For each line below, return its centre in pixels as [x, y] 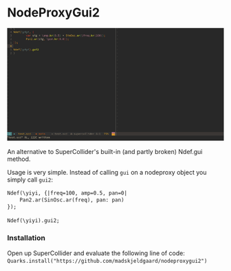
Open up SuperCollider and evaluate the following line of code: [96, 253]
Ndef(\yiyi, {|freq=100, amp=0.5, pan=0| [67, 193]
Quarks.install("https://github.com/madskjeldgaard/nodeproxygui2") [107, 261]
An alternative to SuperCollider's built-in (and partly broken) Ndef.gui [105, 152]
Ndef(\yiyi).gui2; [33, 221]
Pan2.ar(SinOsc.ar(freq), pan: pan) [72, 200]
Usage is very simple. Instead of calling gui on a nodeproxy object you [107, 173]
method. [19, 159]
